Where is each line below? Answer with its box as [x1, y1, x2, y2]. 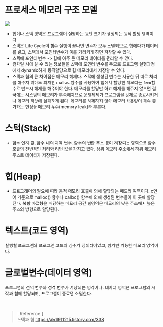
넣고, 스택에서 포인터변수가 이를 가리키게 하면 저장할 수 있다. [17, 49, 132, 55]
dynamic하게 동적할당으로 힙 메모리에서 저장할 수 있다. [21, 67, 126, 73]
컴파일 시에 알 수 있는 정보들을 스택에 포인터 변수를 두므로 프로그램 [12, 61, 138, 67]
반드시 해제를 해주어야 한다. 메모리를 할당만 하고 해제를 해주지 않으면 [21, 85, 151, 91]
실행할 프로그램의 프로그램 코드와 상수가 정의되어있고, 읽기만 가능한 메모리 [5, 242, 145, 248]
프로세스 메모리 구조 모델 [5, 4, 98, 16]
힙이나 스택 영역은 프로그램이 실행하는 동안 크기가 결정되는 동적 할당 [12, 30, 141, 37]
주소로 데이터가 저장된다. [12, 152, 59, 158]
